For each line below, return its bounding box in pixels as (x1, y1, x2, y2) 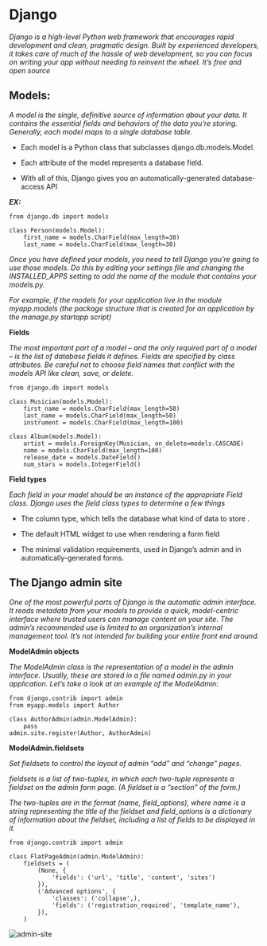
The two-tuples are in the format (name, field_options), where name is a (9, 798, 246, 807)
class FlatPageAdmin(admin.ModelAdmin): (9, 852, 145, 861)
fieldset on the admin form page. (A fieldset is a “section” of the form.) (9, 782, 241, 792)
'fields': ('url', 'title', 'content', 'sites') (51, 874, 216, 881)
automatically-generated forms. (20, 553, 125, 562)
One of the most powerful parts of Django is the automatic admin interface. (9, 597, 257, 607)
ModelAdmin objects (9, 647, 79, 656)
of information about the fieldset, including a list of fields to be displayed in (9, 815, 256, 824)
